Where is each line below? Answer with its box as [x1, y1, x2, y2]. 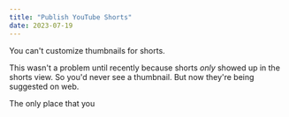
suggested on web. [9, 81, 80, 91]
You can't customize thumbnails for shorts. [9, 45, 165, 55]
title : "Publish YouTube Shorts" [9, 12, 133, 22]
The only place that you [9, 98, 95, 108]
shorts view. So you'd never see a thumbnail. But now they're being [9, 71, 255, 82]
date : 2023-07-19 [9, 21, 73, 30]
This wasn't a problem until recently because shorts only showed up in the [9, 62, 281, 73]
